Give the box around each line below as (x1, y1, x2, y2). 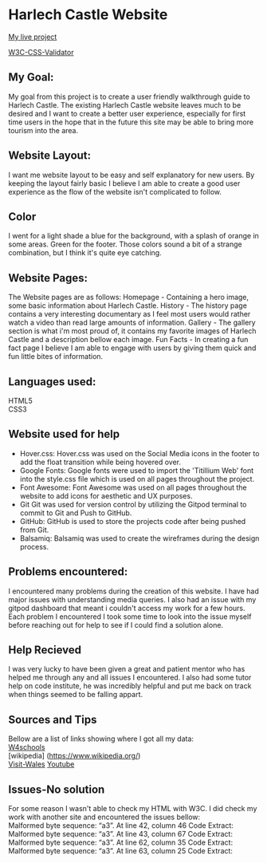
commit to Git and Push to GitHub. (19, 508, 132, 518)
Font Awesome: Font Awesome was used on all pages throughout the (19, 483, 247, 492)
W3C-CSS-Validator (8, 47, 74, 57)
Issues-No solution (8, 782, 105, 796)
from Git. (19, 525, 49, 534)
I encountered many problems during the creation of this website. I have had (8, 586, 259, 596)
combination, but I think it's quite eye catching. (8, 248, 162, 258)
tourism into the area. (8, 125, 78, 135)
